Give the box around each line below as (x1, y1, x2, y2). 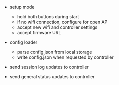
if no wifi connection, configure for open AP (17, 19, 108, 25)
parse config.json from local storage (17, 49, 92, 55)
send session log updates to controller (9, 64, 89, 70)
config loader (9, 39, 38, 45)
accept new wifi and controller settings (17, 24, 98, 30)
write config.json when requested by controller (17, 54, 114, 60)
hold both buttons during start (17, 14, 79, 19)
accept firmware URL (17, 30, 61, 35)
